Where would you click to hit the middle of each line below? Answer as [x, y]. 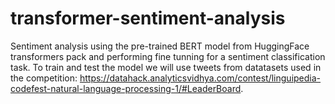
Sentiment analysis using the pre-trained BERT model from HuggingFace [160, 46]
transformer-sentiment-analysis [148, 18]
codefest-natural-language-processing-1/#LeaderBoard [126, 88]
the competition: [44, 78]
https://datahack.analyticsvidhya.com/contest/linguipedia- [200, 78]
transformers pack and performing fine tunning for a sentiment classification [168, 56]
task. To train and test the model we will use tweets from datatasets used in [166, 67]
